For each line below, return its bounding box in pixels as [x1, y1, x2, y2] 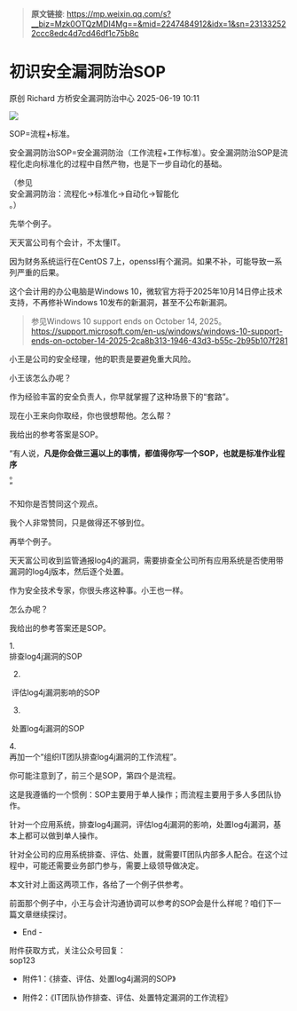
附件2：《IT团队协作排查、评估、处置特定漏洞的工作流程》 [21, 991, 233, 1002]
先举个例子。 [9, 217, 56, 229]
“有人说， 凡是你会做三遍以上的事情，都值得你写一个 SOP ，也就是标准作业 [9, 447, 277, 458]
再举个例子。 [9, 536, 56, 547]
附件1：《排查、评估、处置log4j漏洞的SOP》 [21, 973, 176, 983]
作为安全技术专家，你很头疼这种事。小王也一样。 [9, 585, 188, 596]
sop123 [9, 954, 35, 966]
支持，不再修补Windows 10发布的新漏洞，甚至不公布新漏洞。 [9, 296, 232, 307]
